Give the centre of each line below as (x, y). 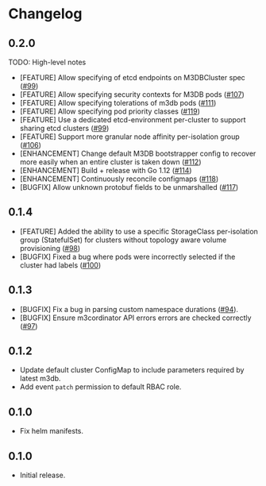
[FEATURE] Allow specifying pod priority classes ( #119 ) (110, 111)
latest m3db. (40, 379)
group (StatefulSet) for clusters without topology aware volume (123, 240)
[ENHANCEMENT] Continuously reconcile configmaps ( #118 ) (119, 179)
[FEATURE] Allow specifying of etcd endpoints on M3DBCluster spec (133, 77)
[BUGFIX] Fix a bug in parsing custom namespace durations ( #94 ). (129, 309)
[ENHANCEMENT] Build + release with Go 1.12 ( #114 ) (106, 170)
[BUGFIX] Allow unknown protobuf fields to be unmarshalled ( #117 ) (129, 187)
